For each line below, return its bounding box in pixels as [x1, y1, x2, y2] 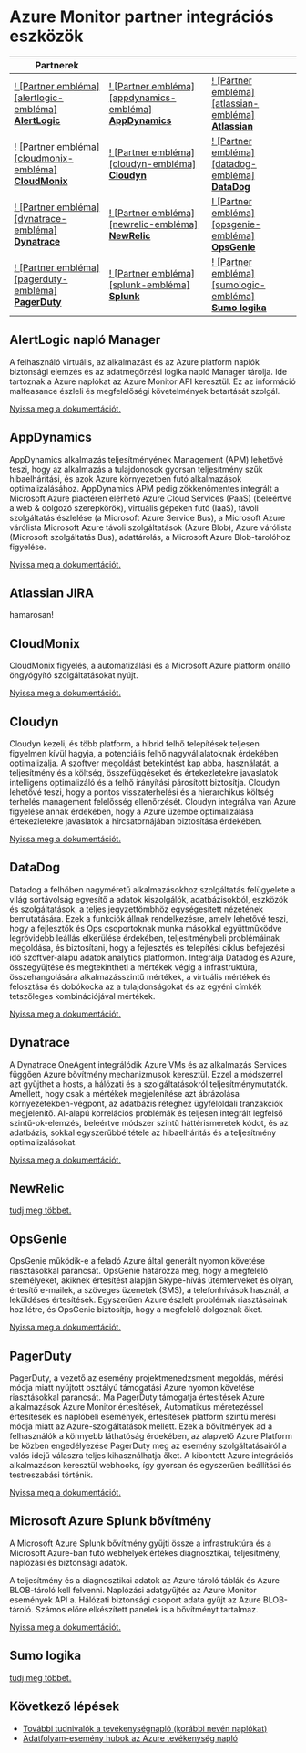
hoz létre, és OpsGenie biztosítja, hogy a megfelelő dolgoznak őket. [9, 1304, 263, 1315]
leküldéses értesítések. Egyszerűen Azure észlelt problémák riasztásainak [9, 1294, 288, 1306]
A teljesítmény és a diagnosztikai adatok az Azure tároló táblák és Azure [9, 1574, 280, 1585]
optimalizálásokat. [9, 1136, 77, 1147]
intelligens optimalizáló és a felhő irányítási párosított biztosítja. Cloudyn [9, 777, 280, 788]
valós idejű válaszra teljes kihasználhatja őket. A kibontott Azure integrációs [9, 1450, 294, 1461]
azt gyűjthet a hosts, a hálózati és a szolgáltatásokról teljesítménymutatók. [9, 1079, 289, 1090]
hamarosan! [9, 610, 55, 621]
